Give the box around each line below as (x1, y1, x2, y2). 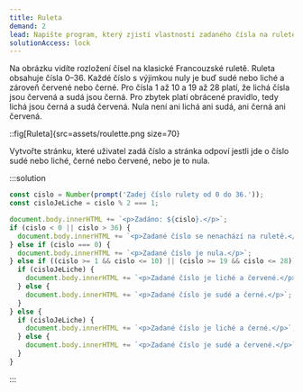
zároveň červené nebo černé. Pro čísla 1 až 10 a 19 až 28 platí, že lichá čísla (9, 82, 290, 93)
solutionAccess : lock (9, 38, 91, 48)
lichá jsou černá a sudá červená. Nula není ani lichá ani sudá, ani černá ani (9, 101, 286, 113)
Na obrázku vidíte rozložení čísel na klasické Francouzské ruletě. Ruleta (9, 63, 275, 74)
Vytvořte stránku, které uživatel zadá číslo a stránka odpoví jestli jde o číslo (9, 146, 289, 157)
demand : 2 (9, 22, 47, 31)
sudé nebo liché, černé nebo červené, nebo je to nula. (9, 155, 210, 167)
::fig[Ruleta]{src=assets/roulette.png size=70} (9, 128, 180, 140)
